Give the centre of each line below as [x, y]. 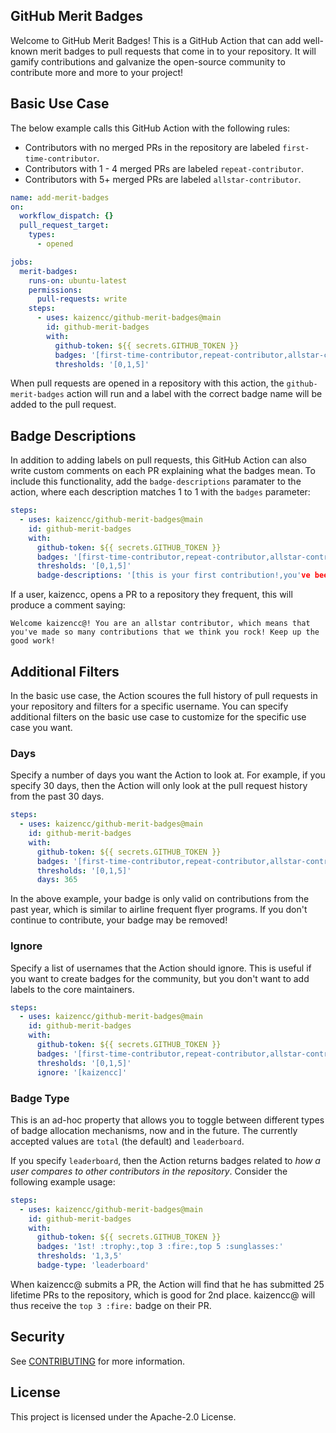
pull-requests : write [82, 299]
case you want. [41, 727]
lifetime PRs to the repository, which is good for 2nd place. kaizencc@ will [163, 1295]
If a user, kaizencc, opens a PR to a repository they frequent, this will [151, 595]
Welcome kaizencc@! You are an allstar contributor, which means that [160, 624]
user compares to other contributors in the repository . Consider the [149, 1171]
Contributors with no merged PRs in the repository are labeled [152, 147]
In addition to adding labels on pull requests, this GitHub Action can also [158, 460]
